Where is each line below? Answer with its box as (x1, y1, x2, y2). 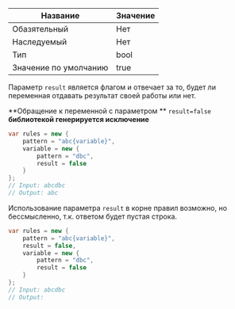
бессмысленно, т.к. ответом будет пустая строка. (8, 212, 177, 221)
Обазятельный (12, 24, 69, 34)
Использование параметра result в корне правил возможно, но (8, 203, 228, 212)
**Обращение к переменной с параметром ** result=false (8, 106, 212, 116)
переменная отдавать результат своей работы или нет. (8, 91, 197, 100)
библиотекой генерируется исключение (8, 115, 149, 124)
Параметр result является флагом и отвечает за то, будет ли (8, 82, 217, 92)
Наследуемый (12, 36, 67, 47)
